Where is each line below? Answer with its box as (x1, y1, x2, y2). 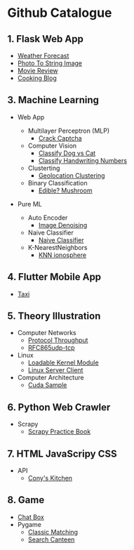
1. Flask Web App (7, 33, 84, 45)
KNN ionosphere (38, 251, 86, 259)
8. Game (7, 494, 45, 506)
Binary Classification (27, 178, 88, 187)
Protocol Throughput (27, 336, 88, 345)
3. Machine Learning (7, 94, 100, 106)
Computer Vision (27, 141, 77, 150)
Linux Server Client (27, 366, 83, 374)
